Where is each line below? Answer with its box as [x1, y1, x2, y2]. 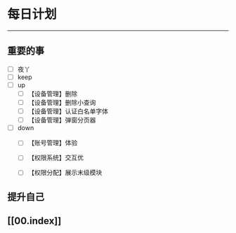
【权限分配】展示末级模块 [27, 169, 103, 177]
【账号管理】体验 [27, 139, 78, 147]
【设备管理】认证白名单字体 [27, 107, 109, 115]
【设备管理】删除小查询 [27, 99, 96, 106]
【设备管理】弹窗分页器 [27, 116, 96, 125]
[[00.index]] [7, 215, 62, 227]
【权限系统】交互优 [27, 153, 84, 162]
